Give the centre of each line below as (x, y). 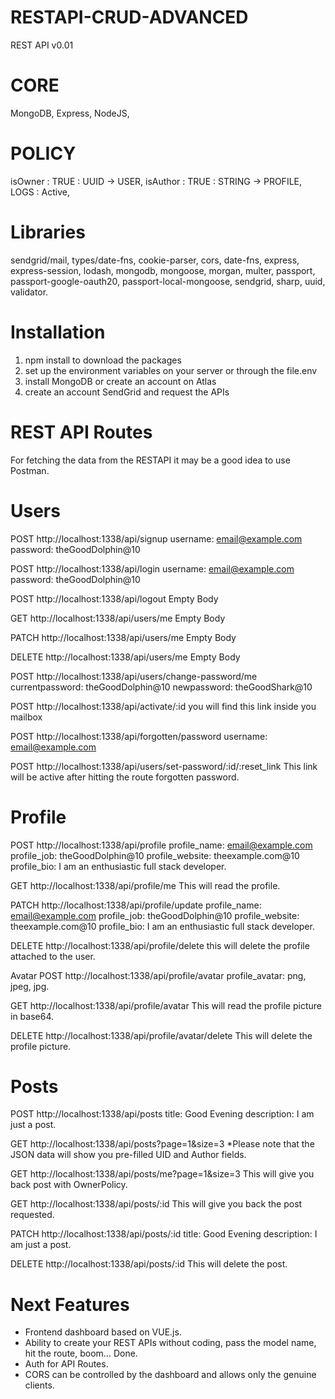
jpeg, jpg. (30, 986)
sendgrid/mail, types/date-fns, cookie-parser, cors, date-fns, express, (155, 260)
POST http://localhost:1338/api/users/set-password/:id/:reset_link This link (164, 766)
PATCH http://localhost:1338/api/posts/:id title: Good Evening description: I (164, 1234)
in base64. (32, 1016)
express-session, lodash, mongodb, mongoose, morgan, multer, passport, (163, 270)
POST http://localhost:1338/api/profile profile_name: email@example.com (161, 845)
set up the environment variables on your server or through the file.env (171, 370)
